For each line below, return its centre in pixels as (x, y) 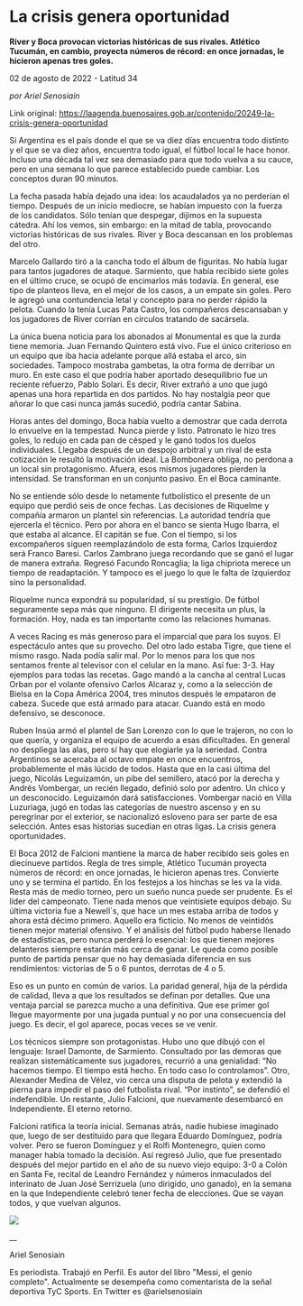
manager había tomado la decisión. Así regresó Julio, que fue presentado (146, 1154)
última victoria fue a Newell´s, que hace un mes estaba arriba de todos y (144, 911)
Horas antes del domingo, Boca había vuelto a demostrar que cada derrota (148, 420)
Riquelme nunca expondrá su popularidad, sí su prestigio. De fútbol (134, 599)
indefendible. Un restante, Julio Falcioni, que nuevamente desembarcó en (147, 1099)
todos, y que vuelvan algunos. (65, 1202)
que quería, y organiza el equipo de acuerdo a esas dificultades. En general (150, 740)
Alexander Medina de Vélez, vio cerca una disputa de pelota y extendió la (146, 1080)
